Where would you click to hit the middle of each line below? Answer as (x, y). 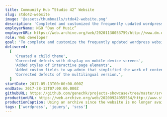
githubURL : (16, 93)
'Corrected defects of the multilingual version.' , (69, 75)
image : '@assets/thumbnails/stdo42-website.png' (56, 19)
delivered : (16, 47)
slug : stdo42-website (28, 14)
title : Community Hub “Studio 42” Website (50, 10)
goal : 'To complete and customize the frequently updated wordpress (78, 42)
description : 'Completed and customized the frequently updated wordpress (84, 24)
